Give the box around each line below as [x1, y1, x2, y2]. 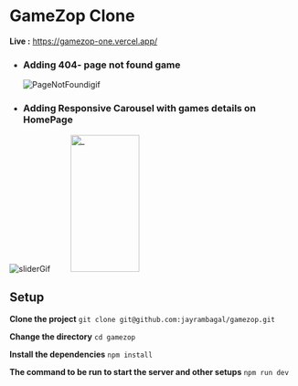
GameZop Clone [9, 5, 135, 26]
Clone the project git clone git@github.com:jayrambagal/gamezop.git [9, 314, 276, 325]
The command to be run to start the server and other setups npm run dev [9, 367, 290, 378]
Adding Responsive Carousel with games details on [22, 102, 256, 115]
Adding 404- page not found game [22, 58, 181, 71]
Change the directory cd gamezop [9, 331, 135, 342]
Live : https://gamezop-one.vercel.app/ [9, 36, 158, 47]
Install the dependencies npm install [9, 349, 154, 360]
